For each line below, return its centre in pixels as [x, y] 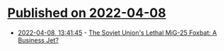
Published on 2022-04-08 [87, 13]
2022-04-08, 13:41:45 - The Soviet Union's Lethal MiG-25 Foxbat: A [117, 33]
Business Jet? [38, 40]
